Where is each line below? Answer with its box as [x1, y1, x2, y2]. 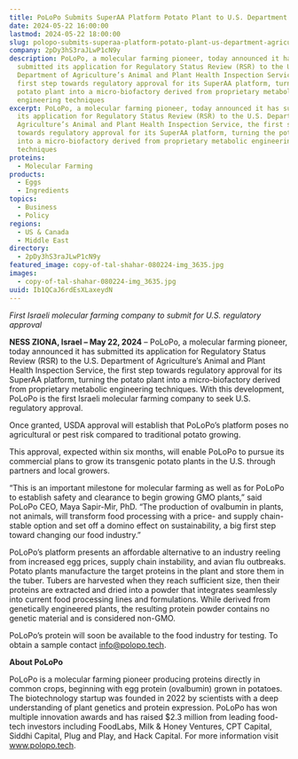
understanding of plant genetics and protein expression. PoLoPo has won [9, 702, 278, 713]
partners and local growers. [9, 465, 111, 476]
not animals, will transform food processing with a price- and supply [9, 510, 259, 521]
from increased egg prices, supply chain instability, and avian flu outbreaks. [9, 556, 286, 566]
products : [9, 170, 46, 178]
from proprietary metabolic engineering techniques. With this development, [9, 383, 285, 394]
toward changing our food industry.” [9, 529, 142, 540]
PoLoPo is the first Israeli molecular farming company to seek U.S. [9, 392, 251, 404]
